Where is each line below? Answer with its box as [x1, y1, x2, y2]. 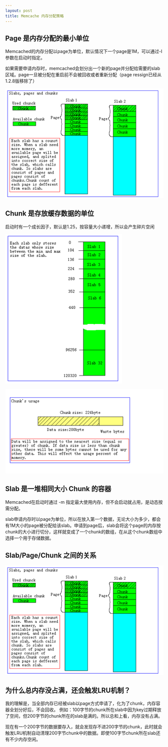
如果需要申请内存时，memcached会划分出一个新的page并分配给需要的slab [5, 66, 160, 72]
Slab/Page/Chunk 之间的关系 [5, 551, 97, 560]
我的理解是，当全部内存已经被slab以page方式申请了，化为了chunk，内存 [5, 700, 156, 706]
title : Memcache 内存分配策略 [5, 13, 64, 19]
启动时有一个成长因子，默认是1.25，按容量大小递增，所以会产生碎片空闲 [5, 224, 155, 230]
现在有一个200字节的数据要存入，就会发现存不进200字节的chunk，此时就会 [5, 723, 162, 729]
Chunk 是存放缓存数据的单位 [5, 209, 94, 218]
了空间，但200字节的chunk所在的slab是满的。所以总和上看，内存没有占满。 [5, 713, 162, 719]
